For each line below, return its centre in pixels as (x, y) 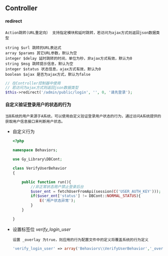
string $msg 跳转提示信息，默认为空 (39, 64)
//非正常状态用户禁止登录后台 (57, 187)
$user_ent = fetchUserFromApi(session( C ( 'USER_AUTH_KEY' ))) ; (96, 191)
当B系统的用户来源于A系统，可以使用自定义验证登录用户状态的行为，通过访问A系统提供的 (83, 116)
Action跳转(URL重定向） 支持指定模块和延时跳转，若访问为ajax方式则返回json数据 (81, 33)
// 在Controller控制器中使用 (33, 83)
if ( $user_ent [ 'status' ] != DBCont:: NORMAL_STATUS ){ (86, 196)
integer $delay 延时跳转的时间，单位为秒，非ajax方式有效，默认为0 (69, 58)
